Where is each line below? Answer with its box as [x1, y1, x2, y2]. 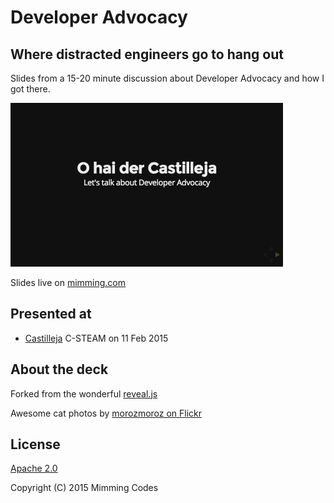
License [10, 436, 61, 453]
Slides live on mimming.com [10, 277, 127, 288]
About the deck [10, 361, 109, 378]
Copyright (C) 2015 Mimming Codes [10, 482, 159, 494]
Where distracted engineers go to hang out [10, 46, 284, 63]
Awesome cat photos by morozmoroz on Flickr [10, 407, 203, 419]
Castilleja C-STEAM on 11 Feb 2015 [24, 332, 169, 344]
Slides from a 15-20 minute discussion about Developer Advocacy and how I [10, 72, 325, 84]
